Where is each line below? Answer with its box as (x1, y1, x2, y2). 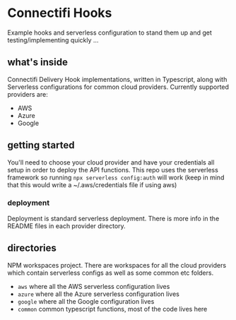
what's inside (7, 57, 69, 69)
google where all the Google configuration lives (17, 297, 155, 305)
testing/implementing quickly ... (7, 35, 99, 44)
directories (7, 242, 57, 254)
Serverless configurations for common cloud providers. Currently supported (7, 83, 230, 91)
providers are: (7, 90, 48, 98)
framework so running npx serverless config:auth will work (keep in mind (7, 173, 225, 182)
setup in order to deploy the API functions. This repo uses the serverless (7, 165, 219, 174)
